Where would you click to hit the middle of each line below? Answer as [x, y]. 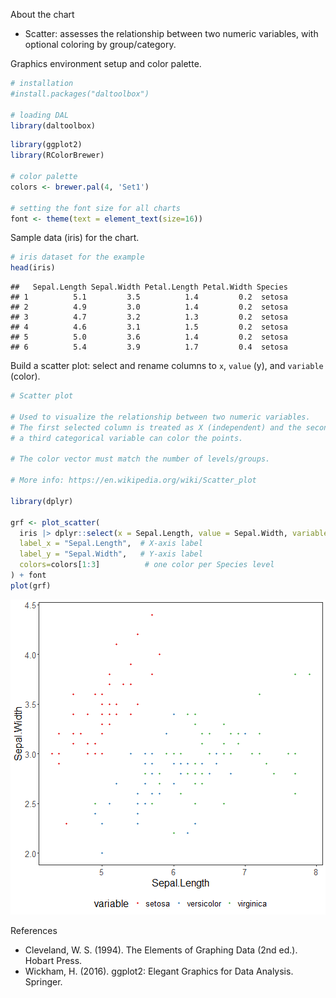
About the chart [42, 14]
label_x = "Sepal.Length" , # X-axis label [111, 544]
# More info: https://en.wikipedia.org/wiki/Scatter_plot [133, 480]
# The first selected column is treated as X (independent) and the [156, 427]
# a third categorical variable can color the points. [127, 438]
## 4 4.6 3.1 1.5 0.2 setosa [149, 327]
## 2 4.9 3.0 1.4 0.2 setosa [149, 307]
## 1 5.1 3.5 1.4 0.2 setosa [149, 297]
